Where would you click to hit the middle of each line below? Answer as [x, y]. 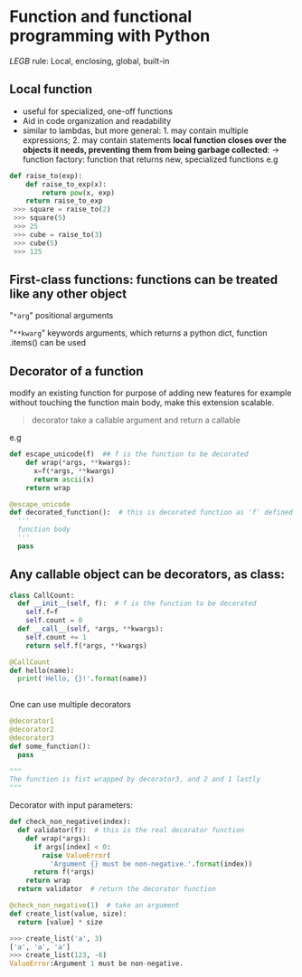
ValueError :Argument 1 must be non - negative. [96, 964]
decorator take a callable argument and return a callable [136, 420]
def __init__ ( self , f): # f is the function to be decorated [137, 603]
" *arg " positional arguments [61, 316]
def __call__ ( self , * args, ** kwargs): [91, 629]
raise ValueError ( [76, 855]
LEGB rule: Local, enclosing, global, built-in [90, 61]
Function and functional [101, 17]
